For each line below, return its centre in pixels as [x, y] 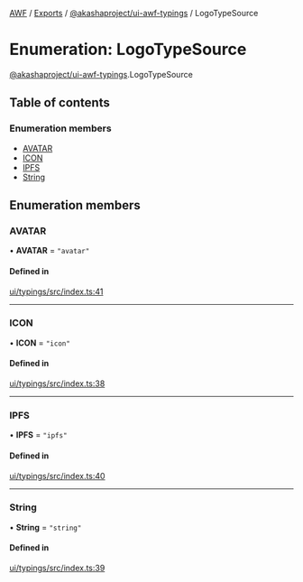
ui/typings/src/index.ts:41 [56, 291]
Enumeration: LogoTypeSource [128, 50]
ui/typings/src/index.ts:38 [57, 383]
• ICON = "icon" [40, 343]
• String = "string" [46, 527]
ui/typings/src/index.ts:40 [57, 476]
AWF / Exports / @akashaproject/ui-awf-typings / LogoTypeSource [134, 13]
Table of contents [60, 103]
